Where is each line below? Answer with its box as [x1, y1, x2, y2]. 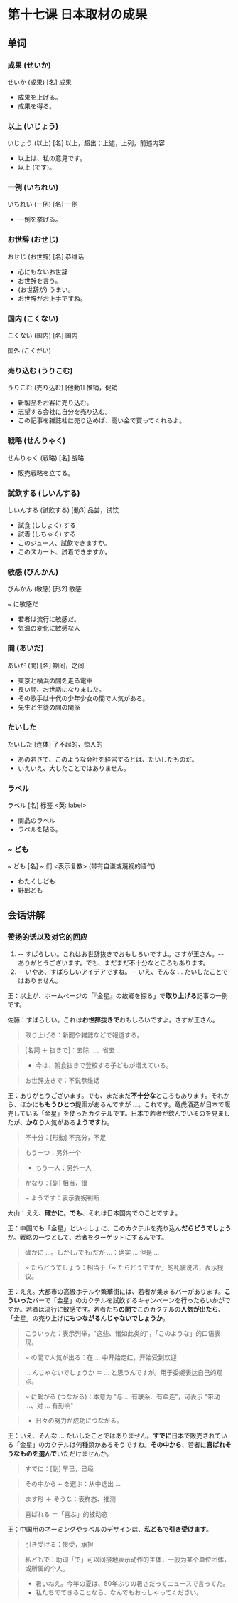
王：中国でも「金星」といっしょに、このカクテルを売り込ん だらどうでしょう [7, 1224, 232, 1233]
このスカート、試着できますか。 [17, 547, 112, 556]
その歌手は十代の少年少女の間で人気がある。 [17, 694, 149, 702]
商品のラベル [17, 816, 55, 825]
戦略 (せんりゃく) [7, 436, 66, 446]
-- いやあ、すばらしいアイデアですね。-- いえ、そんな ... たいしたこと [17, 967, 222, 976]
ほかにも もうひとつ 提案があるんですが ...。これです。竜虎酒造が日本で [19, 1100, 225, 1109]
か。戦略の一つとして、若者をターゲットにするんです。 [7, 1233, 168, 1242]
